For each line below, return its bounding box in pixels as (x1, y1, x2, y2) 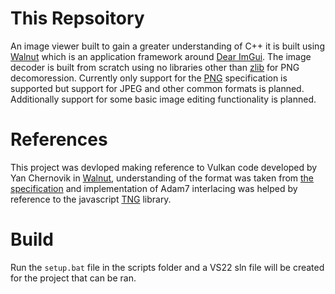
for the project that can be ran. (10, 272, 137, 284)
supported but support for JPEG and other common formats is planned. (10, 82, 305, 94)
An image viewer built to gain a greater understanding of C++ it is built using (10, 40, 325, 52)
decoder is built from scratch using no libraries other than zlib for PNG (10, 61, 300, 73)
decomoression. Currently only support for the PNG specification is (10, 72, 288, 84)
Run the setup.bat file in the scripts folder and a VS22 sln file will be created (10, 261, 325, 273)
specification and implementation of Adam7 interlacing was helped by (10, 182, 298, 194)
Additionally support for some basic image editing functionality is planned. (10, 93, 317, 105)
